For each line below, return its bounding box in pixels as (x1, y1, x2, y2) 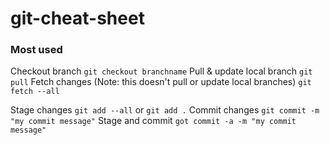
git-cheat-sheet (10, 7, 145, 30)
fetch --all (10, 87, 60, 97)
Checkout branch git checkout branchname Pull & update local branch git (10, 65, 313, 77)
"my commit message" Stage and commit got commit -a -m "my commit (10, 115, 297, 127)
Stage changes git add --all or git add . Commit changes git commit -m (10, 104, 320, 116)
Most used (10, 43, 63, 57)
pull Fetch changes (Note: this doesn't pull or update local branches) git (10, 76, 312, 88)
